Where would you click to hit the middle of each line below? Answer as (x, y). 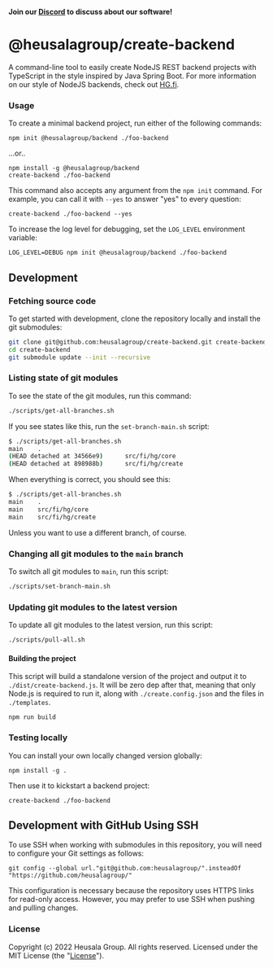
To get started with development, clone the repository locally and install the (135, 318)
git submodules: (35, 327)
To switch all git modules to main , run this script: (89, 572)
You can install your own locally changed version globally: (106, 756)
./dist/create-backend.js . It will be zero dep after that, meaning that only (132, 685)
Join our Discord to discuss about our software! (91, 12)
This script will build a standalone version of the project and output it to (128, 677)
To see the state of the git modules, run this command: (100, 396)
